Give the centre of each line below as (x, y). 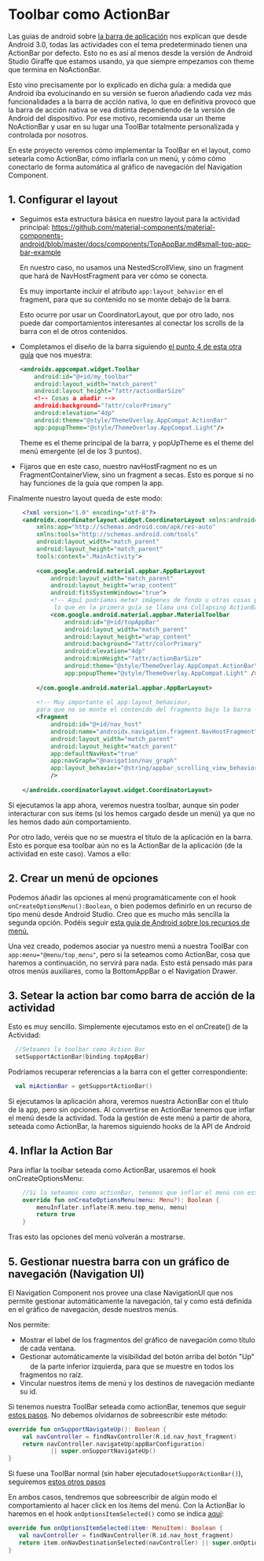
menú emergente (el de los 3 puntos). (81, 451)
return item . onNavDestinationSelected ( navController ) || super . (126, 1543)
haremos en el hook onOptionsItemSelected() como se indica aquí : (116, 1514)
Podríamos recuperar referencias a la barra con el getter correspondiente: (128, 1072)
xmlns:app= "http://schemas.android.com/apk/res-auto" (126, 527)
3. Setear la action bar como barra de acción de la (132, 995)
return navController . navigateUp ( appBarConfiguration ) (114, 1444)
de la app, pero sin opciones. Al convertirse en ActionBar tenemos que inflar (132, 1110)
